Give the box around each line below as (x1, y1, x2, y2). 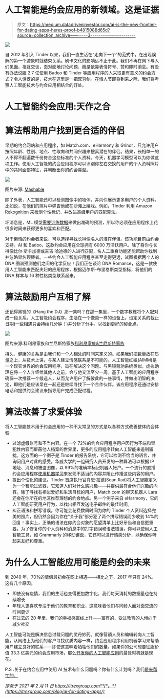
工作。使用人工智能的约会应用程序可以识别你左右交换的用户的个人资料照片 (9, 161, 159, 167)
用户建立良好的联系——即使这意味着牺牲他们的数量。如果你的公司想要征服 (5, 644, 155, 650)
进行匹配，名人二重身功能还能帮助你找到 (76, 248, 158, 254)
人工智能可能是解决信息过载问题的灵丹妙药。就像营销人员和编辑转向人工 (5, 631, 150, 637)
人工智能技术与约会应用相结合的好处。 (9, 82, 86, 88)
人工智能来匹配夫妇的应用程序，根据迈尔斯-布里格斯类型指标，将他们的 (9, 267, 153, 272)
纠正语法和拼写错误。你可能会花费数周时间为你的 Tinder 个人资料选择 (12, 507, 152, 513)
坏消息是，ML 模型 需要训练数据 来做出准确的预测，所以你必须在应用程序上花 (5, 220, 158, 225)
